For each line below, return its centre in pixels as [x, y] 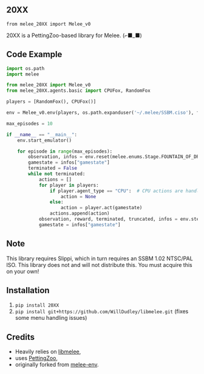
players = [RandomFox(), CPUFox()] [51, 102]
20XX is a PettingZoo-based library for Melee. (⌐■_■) [74, 35]
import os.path [25, 68]
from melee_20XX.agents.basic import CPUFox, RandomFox [78, 91]
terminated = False [53, 168]
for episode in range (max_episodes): [65, 151]
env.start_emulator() [44, 140]
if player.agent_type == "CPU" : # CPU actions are [116, 191]
